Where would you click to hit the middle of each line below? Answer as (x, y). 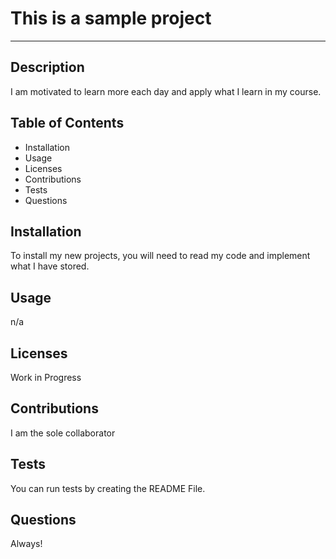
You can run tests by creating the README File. (108, 488)
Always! (26, 544)
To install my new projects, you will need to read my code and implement (160, 256)
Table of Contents (67, 123)
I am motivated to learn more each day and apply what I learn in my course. (166, 91)
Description (47, 67)
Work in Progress (46, 377)
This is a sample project (111, 18)
